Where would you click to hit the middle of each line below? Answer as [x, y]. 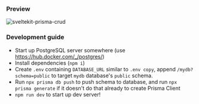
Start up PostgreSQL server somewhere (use [70, 50]
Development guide [35, 37]
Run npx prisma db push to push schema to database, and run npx [96, 81]
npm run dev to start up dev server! [58, 94]
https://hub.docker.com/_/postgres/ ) [59, 56]
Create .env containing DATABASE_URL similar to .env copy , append [95, 69]
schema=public [32, 76]
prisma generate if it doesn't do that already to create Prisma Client [97, 88]
